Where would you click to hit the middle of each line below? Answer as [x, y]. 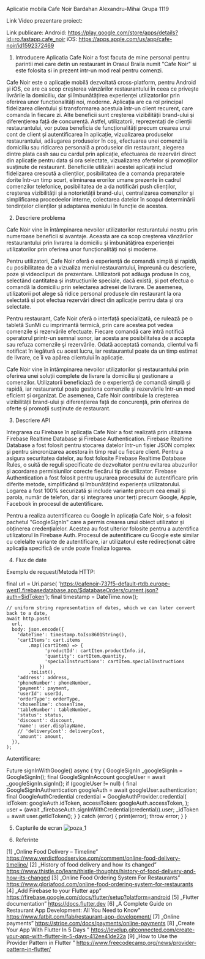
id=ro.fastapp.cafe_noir [36, 39]
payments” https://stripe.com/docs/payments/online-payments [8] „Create [101, 923]
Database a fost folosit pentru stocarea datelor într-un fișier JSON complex [101, 445]
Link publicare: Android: [36, 32]
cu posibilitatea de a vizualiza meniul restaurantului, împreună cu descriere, [102, 268]
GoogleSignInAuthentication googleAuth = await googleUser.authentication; [102, 790]
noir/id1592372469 [30, 46]
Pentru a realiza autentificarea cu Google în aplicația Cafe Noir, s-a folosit [99, 516]
